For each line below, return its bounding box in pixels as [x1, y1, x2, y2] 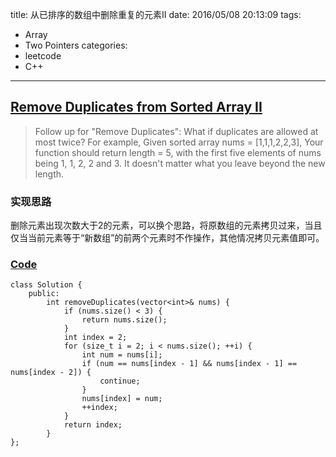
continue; [99, 376, 141, 387]
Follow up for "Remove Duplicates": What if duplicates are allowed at [34, 125, 319, 137]
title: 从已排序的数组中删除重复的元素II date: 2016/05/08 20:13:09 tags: [10, 9, 302, 20]
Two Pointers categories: [24, 39, 128, 51]
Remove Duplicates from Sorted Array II [10, 99, 263, 116]
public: [28, 289, 60, 299]
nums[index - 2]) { [10, 368, 92, 378]
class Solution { [10, 280, 83, 290]
